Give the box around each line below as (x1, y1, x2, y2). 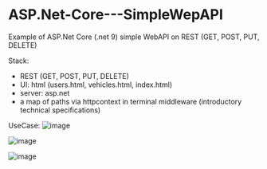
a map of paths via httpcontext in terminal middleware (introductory (19, 96, 242, 106)
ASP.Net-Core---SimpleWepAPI (8, 6, 223, 24)
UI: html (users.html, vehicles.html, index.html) (19, 80, 173, 89)
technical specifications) (19, 105, 101, 115)
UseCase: (8, 120, 41, 130)
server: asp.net (19, 88, 70, 97)
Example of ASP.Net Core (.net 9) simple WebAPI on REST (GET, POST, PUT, (8, 32, 260, 41)
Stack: (8, 56, 29, 65)
